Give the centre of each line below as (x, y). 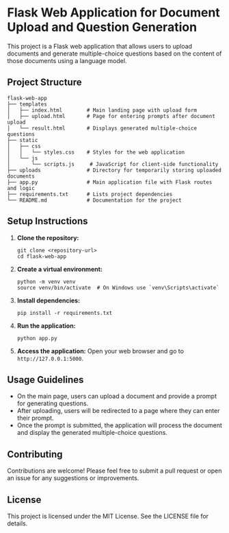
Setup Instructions (48, 221)
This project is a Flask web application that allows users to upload (100, 46)
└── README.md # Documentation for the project (95, 200)
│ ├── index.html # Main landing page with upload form (102, 110)
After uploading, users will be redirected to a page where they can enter (118, 411)
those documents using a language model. (67, 60)
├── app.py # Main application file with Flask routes (110, 182)
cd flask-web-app (42, 256)
